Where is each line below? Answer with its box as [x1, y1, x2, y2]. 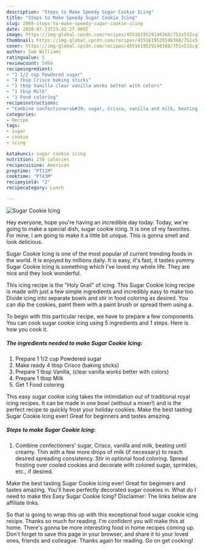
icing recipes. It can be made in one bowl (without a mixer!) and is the [6, 399, 181, 406]
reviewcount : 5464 [6, 60, 53, 66]
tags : [6, 123, 20, 129]
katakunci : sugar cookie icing [6, 150, 86, 156]
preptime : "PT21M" [6, 167, 53, 174]
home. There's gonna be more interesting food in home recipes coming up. [6, 524, 195, 531]
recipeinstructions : [6, 100, 59, 106]
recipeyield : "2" [6, 179, 51, 185]
